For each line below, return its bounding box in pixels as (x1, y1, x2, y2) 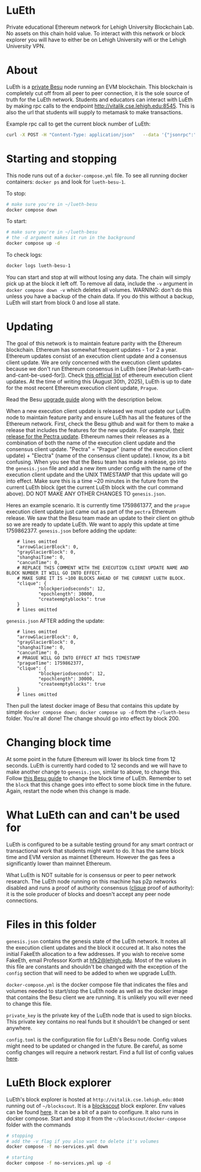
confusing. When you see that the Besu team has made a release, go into (6, 458, 187, 465)
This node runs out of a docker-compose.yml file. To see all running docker (6, 172, 188, 179)
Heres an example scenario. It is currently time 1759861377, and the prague (6, 501, 190, 509)
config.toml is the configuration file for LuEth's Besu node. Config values (6, 1036, 187, 1043)
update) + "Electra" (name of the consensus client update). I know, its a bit (6, 452, 190, 459)
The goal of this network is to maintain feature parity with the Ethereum (6, 339, 182, 347)
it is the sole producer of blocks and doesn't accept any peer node (6, 890, 170, 897)
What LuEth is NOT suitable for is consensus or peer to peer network (6, 871, 176, 878)
